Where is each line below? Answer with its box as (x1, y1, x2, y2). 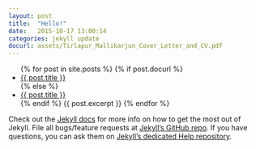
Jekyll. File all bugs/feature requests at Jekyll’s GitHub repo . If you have (8, 123, 248, 133)
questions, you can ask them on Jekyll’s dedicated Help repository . (8, 131, 233, 142)
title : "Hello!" (8, 19, 67, 28)
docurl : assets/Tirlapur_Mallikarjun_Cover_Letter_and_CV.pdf (8, 42, 223, 50)
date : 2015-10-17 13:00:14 (8, 27, 107, 35)
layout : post (8, 11, 53, 20)
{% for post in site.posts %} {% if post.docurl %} (19, 64, 184, 74)
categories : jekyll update (8, 34, 100, 43)
